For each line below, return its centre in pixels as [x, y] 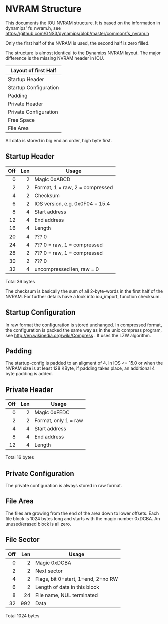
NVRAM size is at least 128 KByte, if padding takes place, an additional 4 [80, 368]
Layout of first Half [33, 70]
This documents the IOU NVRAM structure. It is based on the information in [83, 23]
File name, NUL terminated [66, 595]
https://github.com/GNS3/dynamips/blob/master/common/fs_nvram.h [77, 33]
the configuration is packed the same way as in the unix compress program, [84, 330]
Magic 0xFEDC [52, 412]
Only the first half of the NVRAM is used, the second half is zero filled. [77, 43]
